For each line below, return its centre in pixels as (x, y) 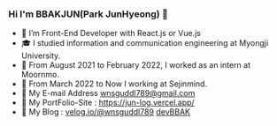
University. (41, 56)
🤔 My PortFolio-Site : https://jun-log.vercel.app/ (108, 103)
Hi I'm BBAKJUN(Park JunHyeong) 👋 (88, 14)
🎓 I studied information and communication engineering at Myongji (145, 43)
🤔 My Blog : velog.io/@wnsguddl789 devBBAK (106, 112)
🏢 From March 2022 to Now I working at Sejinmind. (114, 84)
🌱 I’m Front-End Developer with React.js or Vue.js (111, 33)
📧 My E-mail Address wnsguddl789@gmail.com (108, 93)
